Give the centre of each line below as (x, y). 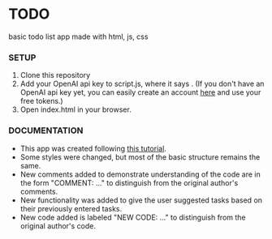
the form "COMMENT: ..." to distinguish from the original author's (129, 182)
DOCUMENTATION (46, 130)
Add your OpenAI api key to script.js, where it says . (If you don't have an (142, 84)
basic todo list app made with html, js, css (78, 36)
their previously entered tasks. (71, 208)
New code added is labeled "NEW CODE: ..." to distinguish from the (133, 217)
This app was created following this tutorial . (93, 148)
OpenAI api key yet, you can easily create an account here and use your (140, 92)
